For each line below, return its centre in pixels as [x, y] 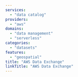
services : [16, 10]
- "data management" [31, 33]
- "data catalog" [28, 15]
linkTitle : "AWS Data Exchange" [39, 66]
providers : [17, 19]
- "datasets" [24, 48]
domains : [14, 29]
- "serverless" [26, 38]
